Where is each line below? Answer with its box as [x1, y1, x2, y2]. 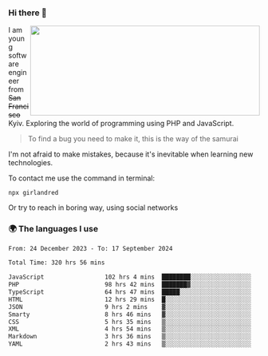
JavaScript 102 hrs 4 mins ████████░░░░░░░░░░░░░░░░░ [8, 273, 251, 282]
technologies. [8, 158, 53, 168]
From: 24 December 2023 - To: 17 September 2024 [8, 244, 173, 252]
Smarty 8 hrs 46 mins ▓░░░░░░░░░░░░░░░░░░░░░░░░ [8, 311, 251, 318]
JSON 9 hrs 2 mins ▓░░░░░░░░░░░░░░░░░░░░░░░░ [8, 303, 251, 311]
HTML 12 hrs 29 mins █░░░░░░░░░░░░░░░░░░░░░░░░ [8, 295, 251, 303]
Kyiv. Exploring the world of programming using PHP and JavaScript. [8, 119, 235, 129]
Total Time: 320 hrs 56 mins [8, 259, 105, 267]
